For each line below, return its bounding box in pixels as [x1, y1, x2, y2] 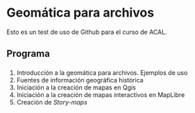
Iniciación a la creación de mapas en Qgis [16, 83, 136, 92]
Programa [6, 48, 50, 60]
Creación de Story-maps [16, 98, 87, 107]
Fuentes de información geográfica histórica [16, 76, 144, 85]
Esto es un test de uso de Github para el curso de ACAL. [6, 28, 167, 36]
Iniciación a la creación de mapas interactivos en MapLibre [16, 91, 185, 99]
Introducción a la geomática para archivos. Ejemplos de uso [16, 69, 188, 77]
